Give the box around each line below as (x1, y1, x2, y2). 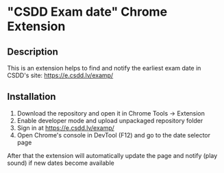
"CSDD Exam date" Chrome (7, 4, 168, 20)
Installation (7, 91, 56, 103)
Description (7, 46, 58, 57)
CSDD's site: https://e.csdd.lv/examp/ (7, 71, 114, 79)
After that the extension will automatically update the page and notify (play (7, 151, 218, 159)
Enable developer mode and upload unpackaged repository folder (16, 116, 203, 124)
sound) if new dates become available (7, 159, 114, 167)
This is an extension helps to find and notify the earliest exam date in (7, 64, 201, 72)
